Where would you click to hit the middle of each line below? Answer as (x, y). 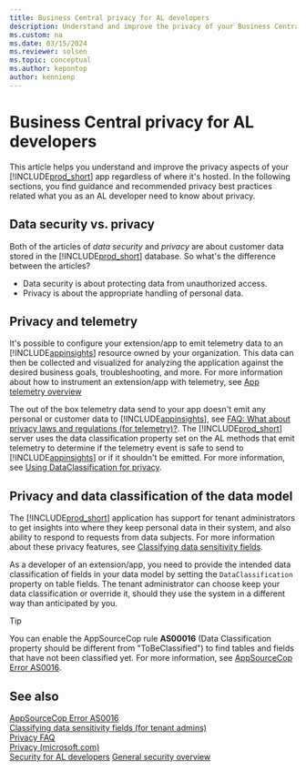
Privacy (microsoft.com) (55, 746)
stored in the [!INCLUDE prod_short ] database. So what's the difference (143, 256)
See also (34, 696)
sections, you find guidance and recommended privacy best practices (141, 186)
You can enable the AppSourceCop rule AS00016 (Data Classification (140, 639)
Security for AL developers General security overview (110, 756)
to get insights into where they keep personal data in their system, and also (150, 528)
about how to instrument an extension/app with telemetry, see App (134, 382)
